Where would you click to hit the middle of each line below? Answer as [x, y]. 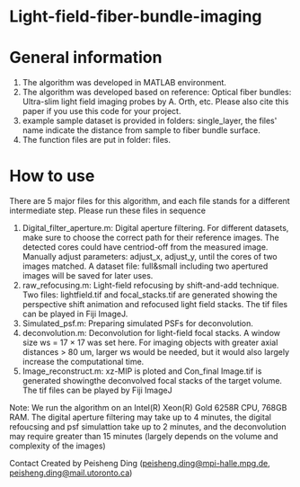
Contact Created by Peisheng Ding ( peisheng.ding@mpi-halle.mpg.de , [140, 464]
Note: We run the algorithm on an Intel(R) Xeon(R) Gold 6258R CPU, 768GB [148, 408]
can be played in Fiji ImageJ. [75, 314]
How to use [52, 176]
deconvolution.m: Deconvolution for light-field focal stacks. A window [151, 333]
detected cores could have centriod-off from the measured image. [145, 247]
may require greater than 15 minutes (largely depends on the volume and [144, 437]
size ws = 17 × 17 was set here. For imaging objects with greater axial [150, 342]
